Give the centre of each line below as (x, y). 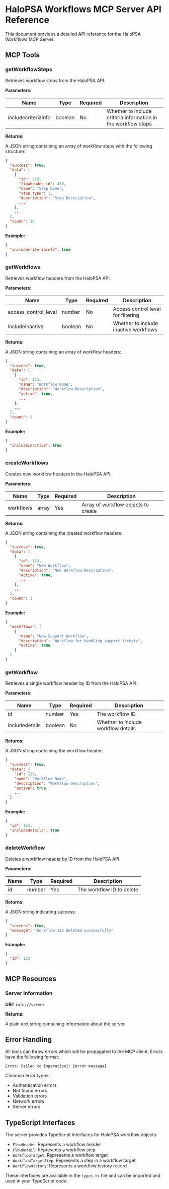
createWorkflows (27, 463)
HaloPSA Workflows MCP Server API (83, 9)
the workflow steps (129, 123)
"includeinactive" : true (36, 445)
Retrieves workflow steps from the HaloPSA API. (55, 80)
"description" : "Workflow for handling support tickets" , (80, 641)
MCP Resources (31, 979)
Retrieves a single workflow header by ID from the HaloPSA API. (72, 683)
